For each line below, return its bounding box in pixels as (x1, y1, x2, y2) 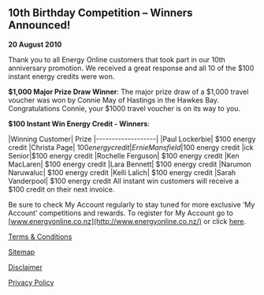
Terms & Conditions (8, 232, 73, 241)
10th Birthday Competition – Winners (8, 6, 193, 20)
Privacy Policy (8, 278, 54, 287)
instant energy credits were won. (8, 71, 115, 81)
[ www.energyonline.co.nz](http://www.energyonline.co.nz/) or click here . (8, 216, 247, 226)
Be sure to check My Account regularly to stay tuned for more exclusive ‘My (8, 200, 255, 209)
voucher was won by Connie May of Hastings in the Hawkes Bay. (8, 95, 219, 105)
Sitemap (8, 247, 35, 256)
